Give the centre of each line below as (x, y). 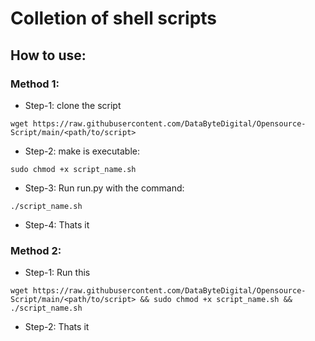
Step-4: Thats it (57, 224)
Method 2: (36, 250)
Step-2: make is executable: (82, 151)
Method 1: (35, 84)
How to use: (48, 55)
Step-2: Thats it (57, 327)
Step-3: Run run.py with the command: (104, 188)
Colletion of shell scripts (114, 18)
